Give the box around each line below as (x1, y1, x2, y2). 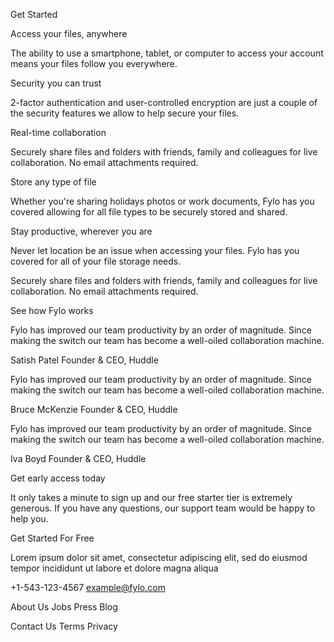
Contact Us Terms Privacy (10, 620, 118, 632)
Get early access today (10, 472, 106, 484)
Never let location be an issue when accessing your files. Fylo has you (10, 245, 300, 256)
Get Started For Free (10, 532, 95, 544)
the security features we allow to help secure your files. (10, 107, 240, 119)
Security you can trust (10, 77, 102, 89)
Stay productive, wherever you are (10, 225, 153, 237)
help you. (10, 513, 49, 524)
